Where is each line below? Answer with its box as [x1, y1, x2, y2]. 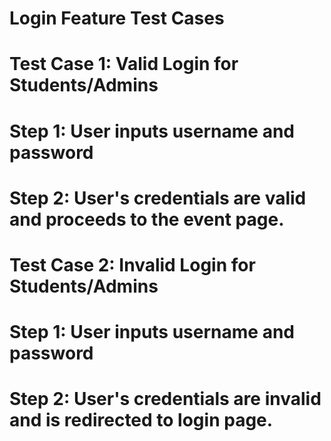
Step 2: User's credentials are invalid [9, 388, 322, 411]
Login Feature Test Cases [9, 7, 225, 30]
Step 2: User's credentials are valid [9, 187, 307, 209]
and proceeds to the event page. [9, 208, 285, 231]
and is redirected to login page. [9, 409, 274, 432]
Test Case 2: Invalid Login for [9, 253, 256, 276]
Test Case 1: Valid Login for [9, 53, 239, 76]
